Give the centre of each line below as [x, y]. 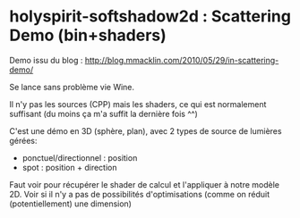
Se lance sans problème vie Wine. [72, 87]
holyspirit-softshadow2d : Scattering [150, 17]
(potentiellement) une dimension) [71, 204]
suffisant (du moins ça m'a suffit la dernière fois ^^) [104, 113]
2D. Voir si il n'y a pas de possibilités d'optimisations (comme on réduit [140, 194]
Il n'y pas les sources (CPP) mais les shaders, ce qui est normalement [138, 104]
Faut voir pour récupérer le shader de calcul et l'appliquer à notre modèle [145, 184]
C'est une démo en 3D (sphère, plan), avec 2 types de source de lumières [146, 130]
